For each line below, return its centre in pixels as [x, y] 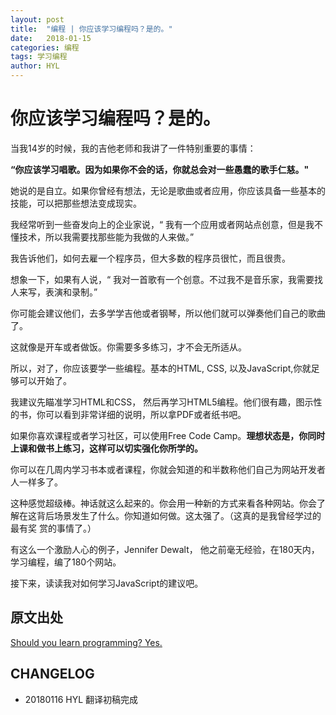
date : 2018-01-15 [51, 38]
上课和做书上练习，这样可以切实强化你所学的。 [106, 448]
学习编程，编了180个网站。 [66, 562]
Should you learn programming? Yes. [86, 642]
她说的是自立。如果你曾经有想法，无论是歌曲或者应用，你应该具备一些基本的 [168, 190]
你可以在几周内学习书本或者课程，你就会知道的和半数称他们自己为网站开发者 [168, 469]
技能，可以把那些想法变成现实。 [76, 203]
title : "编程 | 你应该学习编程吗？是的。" [91, 29]
